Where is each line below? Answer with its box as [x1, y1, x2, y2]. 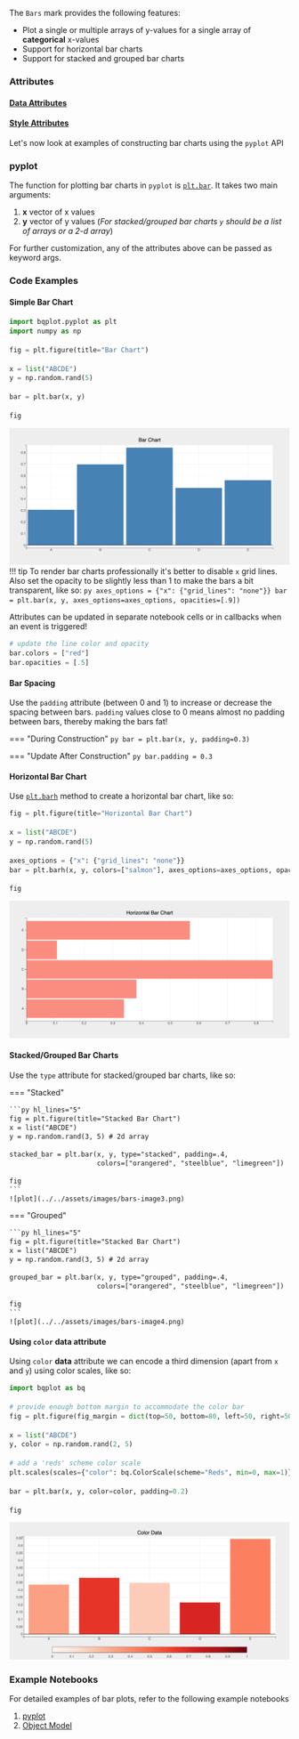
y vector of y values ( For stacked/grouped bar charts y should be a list [21, 216, 282, 227]
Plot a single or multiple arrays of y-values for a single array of [21, 25, 252, 35]
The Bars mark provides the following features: [9, 8, 181, 18]
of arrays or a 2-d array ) [21, 226, 114, 237]
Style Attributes [9, 117, 69, 128]
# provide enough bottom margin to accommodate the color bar [9, 1402, 245, 1411]
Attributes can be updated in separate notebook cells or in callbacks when [9, 611, 282, 622]
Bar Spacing [9, 677, 56, 688]
